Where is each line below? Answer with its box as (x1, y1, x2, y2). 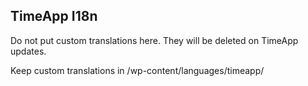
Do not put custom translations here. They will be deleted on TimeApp (10, 34, 299, 46)
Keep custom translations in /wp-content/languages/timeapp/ (10, 64, 265, 76)
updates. (10, 45, 47, 57)
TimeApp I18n (10, 8, 98, 25)
